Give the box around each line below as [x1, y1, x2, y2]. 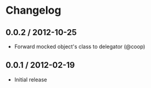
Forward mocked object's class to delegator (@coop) [14, 43, 146, 50]
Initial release [14, 76, 47, 83]
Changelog [5, 4, 61, 17]
